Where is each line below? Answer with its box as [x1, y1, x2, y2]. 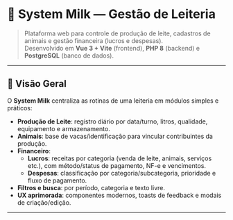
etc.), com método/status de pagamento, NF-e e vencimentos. [27, 161, 207, 169]
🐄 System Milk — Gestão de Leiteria [7, 6, 216, 22]
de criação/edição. [17, 198, 71, 207]
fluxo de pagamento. [27, 176, 87, 185]
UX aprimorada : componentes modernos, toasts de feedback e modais [17, 191, 222, 199]
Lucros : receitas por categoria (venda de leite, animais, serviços [27, 154, 212, 162]
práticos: [7, 103, 33, 112]
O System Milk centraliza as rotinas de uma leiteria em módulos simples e [7, 96, 219, 105]
